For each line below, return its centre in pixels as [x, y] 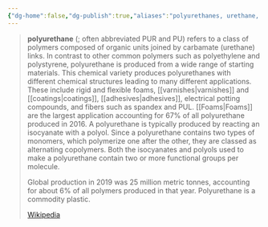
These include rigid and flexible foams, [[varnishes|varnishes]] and [138, 90]
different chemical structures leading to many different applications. [139, 81]
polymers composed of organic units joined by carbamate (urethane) [141, 47]
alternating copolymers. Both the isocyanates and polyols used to [135, 149]
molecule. [43, 166]
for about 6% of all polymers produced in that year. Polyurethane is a [141, 190]
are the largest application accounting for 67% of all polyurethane [136, 115]
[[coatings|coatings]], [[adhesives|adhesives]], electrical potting [134, 98]
